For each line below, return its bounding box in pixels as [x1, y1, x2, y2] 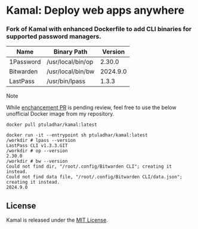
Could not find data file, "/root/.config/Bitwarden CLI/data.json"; [6, 174, 183, 180]
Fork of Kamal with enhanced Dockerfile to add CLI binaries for [6, 25, 192, 33]
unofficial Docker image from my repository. [6, 110, 115, 117]
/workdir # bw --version [6, 159, 68, 165]
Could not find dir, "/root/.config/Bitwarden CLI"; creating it [6, 163, 172, 170]
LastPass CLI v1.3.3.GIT [6, 143, 68, 149]
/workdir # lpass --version [6, 138, 76, 144]
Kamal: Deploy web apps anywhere [6, 4, 185, 17]
